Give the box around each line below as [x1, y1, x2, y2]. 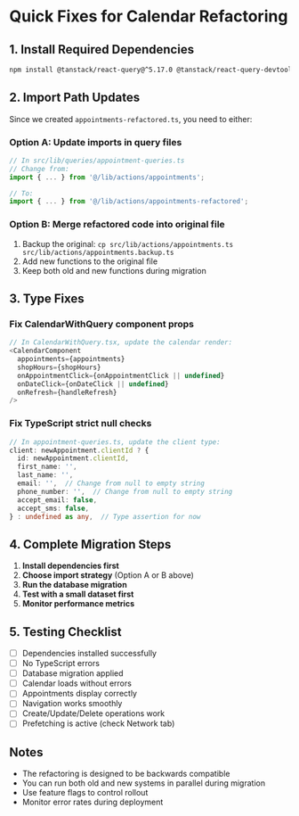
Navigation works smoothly [21, 698, 123, 709]
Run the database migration [21, 580, 127, 590]
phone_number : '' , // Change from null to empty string [17, 487, 233, 496]
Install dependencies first [21, 560, 120, 572]
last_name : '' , [17, 471, 74, 480]
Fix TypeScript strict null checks [9, 417, 152, 430]
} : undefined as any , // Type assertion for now [9, 512, 201, 521]
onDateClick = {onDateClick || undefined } [17, 379, 169, 389]
